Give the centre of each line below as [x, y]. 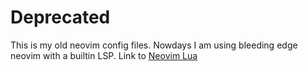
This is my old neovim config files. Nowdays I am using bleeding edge [154, 45]
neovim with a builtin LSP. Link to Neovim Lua [104, 55]
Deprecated [60, 17]
